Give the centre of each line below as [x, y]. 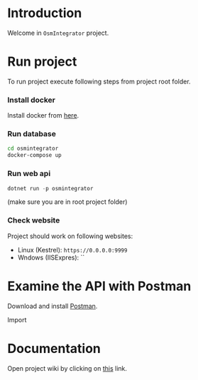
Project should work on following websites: [70, 236]
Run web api [29, 174]
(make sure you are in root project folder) [67, 202]
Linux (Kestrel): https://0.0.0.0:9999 [72, 250]
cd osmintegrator [33, 149]
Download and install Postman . [53, 306]
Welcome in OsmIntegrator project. [58, 33]
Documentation [54, 348]
